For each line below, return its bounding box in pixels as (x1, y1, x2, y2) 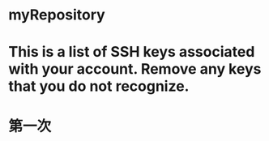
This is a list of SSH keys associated (8, 43, 255, 62)
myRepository (8, 6, 105, 24)
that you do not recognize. (8, 77, 190, 96)
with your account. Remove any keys (8, 60, 262, 79)
